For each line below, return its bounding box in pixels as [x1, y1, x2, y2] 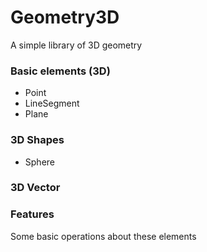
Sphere [24, 156, 55, 168]
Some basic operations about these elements [10, 230, 197, 242]
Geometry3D [10, 6, 120, 29]
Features [10, 207, 55, 221]
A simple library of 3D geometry [10, 39, 143, 51]
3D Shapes [10, 133, 65, 147]
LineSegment [24, 97, 80, 110]
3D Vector [10, 181, 61, 195]
